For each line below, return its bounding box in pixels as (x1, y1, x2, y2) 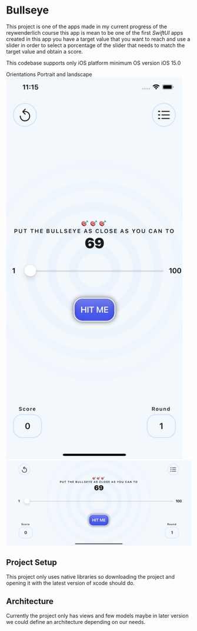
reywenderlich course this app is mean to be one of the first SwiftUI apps (6, 29, 183, 36)
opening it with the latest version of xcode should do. (6, 579, 135, 586)
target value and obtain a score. (6, 48, 84, 55)
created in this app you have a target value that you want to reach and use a (6, 35, 191, 42)
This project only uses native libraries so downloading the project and (6, 573, 175, 580)
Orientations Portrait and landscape (6, 71, 92, 78)
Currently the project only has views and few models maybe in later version (6, 612, 189, 619)
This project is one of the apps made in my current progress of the (6, 23, 168, 30)
